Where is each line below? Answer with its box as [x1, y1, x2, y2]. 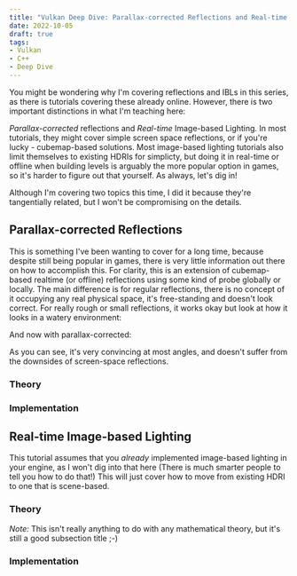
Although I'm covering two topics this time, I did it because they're [9, 187, 252, 198]
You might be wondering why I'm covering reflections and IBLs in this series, [9, 86, 289, 98]
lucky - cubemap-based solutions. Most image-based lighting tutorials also [9, 141, 284, 152]
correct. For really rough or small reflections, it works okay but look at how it [9, 303, 288, 313]
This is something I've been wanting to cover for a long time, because [9, 246, 264, 256]
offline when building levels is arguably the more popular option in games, [9, 161, 279, 171]
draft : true [9, 29, 53, 38]
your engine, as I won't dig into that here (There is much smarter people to [9, 462, 281, 473]
